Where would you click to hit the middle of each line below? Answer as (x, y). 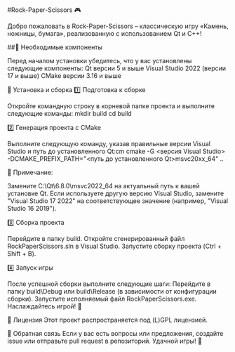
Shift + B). (22, 254)
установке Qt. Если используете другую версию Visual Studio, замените (116, 193)
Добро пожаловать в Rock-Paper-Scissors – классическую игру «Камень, (118, 26)
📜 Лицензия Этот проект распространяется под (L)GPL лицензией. (108, 320)
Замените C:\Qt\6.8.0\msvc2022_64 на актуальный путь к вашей (103, 186)
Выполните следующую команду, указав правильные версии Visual (109, 144)
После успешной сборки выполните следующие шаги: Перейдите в (109, 284)
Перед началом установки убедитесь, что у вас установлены (100, 61)
